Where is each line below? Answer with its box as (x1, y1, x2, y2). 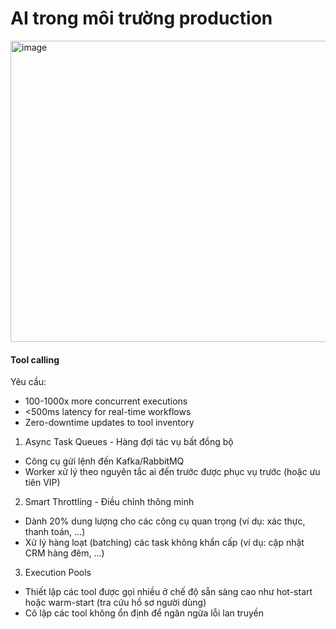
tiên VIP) (24, 477, 61, 489)
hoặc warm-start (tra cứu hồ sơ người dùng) (24, 597, 207, 609)
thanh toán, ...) (24, 526, 86, 538)
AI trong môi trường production (10, 7, 273, 30)
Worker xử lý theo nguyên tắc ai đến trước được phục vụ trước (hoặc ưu (24, 466, 321, 478)
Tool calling (10, 353, 60, 366)
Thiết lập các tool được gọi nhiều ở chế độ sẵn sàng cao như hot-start (24, 586, 313, 598)
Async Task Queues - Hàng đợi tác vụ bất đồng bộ (24, 436, 234, 448)
